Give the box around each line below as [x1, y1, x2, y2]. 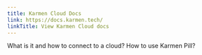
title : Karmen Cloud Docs [7, 10, 81, 17]
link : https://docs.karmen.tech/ [7, 16, 103, 23]
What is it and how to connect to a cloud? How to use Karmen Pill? [7, 42, 196, 50]
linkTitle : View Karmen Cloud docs [7, 23, 110, 30]
